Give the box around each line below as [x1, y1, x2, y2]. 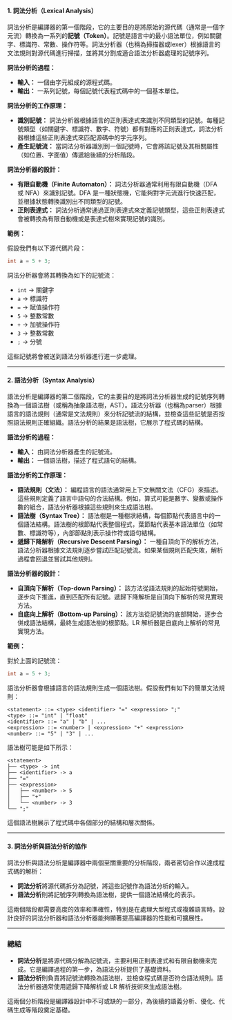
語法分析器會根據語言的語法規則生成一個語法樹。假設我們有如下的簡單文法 [7, 684, 219, 692]
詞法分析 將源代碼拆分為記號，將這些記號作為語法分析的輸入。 [17, 882, 193, 890]
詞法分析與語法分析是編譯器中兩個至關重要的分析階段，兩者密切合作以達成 [7, 858, 219, 867]
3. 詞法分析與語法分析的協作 [7, 842, 88, 850]
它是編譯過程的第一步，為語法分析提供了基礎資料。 [29, 965, 175, 973]
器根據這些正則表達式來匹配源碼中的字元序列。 [17, 133, 151, 142]
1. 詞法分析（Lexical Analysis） [7, 6, 98, 15]
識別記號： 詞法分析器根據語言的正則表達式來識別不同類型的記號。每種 [17, 116, 219, 124]
